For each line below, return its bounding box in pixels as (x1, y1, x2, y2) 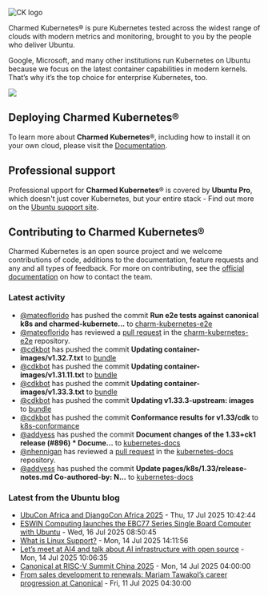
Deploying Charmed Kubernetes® (8, 111, 180, 124)
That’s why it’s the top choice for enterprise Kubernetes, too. (8, 73, 208, 82)
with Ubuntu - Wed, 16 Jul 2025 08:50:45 (19, 527, 158, 537)
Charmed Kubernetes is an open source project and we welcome (8, 247, 222, 256)
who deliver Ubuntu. (8, 40, 75, 50)
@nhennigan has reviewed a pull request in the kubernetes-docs (19, 446, 234, 456)
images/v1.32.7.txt (19, 352, 84, 362)
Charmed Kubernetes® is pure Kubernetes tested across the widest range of (8, 23, 261, 32)
